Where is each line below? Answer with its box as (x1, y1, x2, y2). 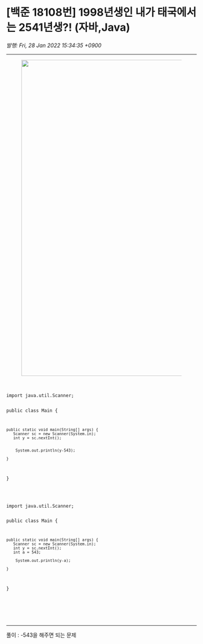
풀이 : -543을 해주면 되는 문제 (6, 631, 77, 639)
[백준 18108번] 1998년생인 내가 (6, 5, 155, 19)
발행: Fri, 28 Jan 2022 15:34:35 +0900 (6, 42, 101, 49)
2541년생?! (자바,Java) (18, 21, 130, 34)
